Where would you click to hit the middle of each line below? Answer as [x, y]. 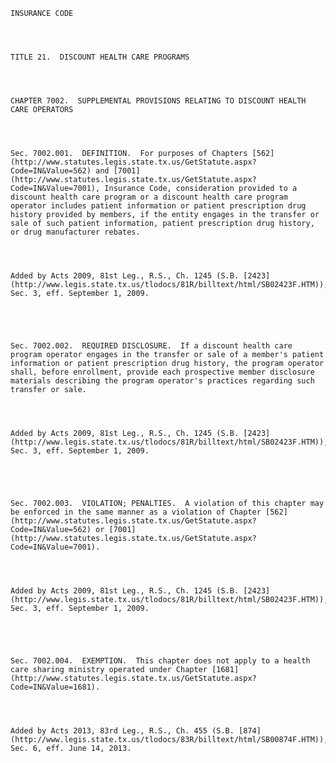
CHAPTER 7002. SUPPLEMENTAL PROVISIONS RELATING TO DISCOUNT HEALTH [158, 101]
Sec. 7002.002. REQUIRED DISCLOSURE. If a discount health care [151, 346]
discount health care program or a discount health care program [149, 197]
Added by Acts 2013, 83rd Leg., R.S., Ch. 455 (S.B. [122, 731]
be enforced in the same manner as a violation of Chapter [136, 512]
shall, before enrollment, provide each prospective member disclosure [162, 372]
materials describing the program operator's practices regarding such [162, 381]
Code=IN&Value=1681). [55, 687]
